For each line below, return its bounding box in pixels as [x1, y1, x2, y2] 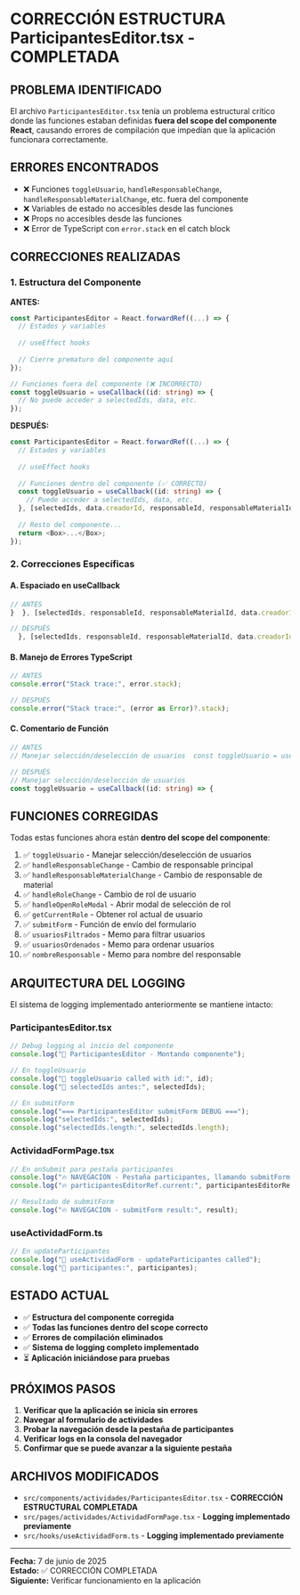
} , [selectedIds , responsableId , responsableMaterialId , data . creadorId [18, 632, 294, 641]
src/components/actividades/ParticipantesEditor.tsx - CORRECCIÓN [22, 1493, 284, 1503]
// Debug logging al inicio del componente [10, 1042, 174, 1051]
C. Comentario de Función [10, 723, 109, 734]
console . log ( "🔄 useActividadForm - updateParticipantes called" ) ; [10, 1256, 262, 1265]
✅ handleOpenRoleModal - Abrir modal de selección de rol [22, 899, 231, 910]
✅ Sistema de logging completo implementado [22, 1341, 199, 1353]
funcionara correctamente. [10, 134, 109, 144]
